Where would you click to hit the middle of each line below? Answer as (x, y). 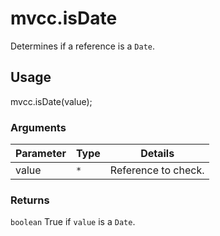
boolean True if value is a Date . (73, 222)
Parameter (41, 154)
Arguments (38, 127)
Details (157, 154)
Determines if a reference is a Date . (82, 46)
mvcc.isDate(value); (51, 101)
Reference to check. (157, 170)
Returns (30, 200)
